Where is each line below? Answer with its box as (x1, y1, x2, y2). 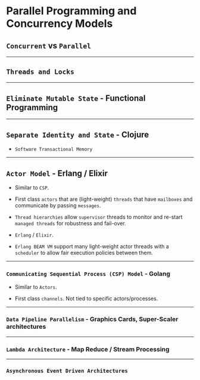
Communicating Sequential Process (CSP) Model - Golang (6, 270, 171, 278)
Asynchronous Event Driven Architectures (6, 367, 128, 375)
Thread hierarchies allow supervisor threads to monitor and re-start (14, 213, 183, 221)
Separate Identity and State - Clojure (6, 130, 149, 140)
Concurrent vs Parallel (6, 41, 91, 51)
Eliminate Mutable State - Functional (6, 94, 146, 104)
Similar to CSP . (14, 184, 49, 191)
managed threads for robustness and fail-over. (14, 220, 126, 227)
